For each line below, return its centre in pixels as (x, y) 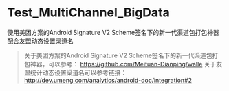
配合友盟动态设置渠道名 (40, 41)
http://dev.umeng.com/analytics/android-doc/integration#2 (108, 80)
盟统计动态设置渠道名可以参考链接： (75, 73)
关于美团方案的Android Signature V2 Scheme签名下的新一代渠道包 (118, 55)
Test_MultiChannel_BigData (88, 13)
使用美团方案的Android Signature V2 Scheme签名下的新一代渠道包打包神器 (113, 32)
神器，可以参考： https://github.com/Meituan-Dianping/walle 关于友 (126, 64)
